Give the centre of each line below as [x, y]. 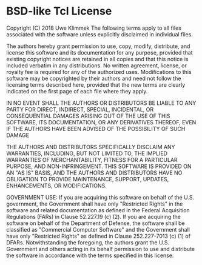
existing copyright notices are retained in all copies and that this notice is [97, 59]
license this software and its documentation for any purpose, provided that [99, 52]
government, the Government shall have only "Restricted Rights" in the [95, 204]
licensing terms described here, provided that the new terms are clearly [96, 85]
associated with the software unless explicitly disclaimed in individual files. [99, 34]
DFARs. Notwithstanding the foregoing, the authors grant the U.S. [88, 242]
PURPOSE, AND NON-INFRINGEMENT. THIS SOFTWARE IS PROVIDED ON [99, 166]
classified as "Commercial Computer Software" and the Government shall [98, 229]
